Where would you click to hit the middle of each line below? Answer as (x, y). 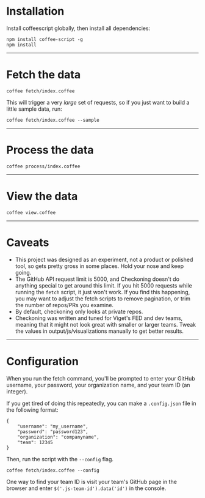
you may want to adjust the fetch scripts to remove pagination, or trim (103, 299)
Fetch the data (44, 75)
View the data (42, 196)
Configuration (43, 361)
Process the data (50, 150)
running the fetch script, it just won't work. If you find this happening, (103, 292)
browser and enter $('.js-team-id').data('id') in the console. (86, 488)
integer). (17, 391)
